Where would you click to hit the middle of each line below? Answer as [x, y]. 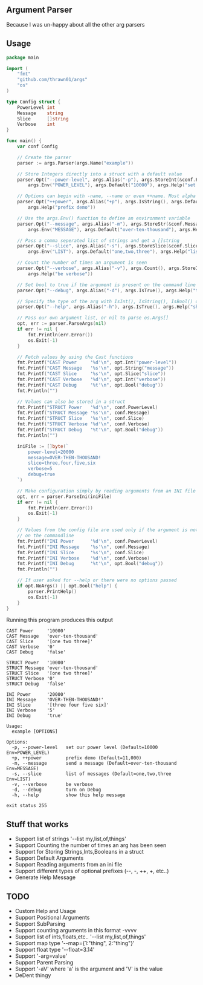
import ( [17, 68]
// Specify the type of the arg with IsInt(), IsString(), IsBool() [105, 301]
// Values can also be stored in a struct [71, 402]
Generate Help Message [45, 877]
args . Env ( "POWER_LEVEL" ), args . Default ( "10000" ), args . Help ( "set [112, 185]
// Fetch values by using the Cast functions [76, 357]
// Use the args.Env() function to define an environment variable [104, 218]
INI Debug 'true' [35, 716]
